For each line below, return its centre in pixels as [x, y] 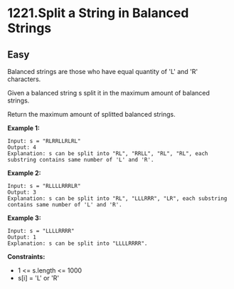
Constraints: [26, 257]
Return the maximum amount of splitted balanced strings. [91, 114]
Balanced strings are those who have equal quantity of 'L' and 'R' [102, 72]
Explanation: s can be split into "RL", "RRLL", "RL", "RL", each [108, 154]
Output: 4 [22, 147]
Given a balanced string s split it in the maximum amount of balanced [108, 93]
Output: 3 [22, 192]
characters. [24, 79]
